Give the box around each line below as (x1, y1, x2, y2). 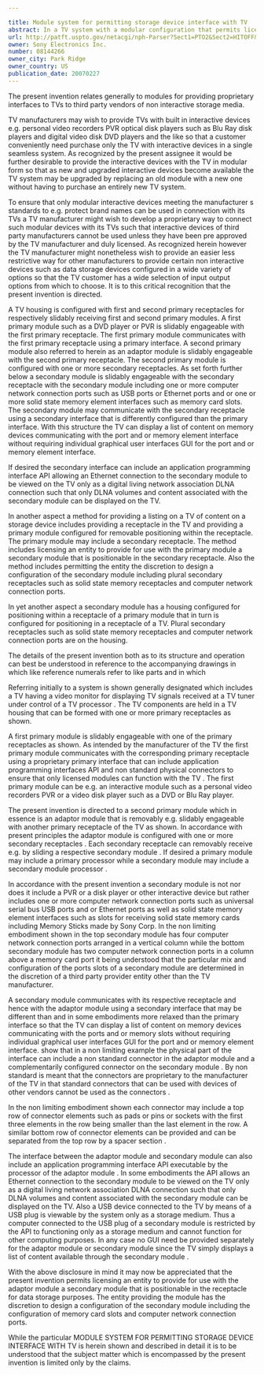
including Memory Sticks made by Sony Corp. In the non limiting (8, 921, 216, 930)
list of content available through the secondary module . (8, 1251, 189, 1261)
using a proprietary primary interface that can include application (8, 756, 219, 766)
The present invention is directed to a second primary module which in (8, 805, 237, 814)
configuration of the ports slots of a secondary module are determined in (8, 963, 244, 972)
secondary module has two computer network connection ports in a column (8, 946, 254, 956)
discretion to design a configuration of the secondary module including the (8, 1300, 251, 1310)
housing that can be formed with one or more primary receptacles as (8, 707, 232, 717)
